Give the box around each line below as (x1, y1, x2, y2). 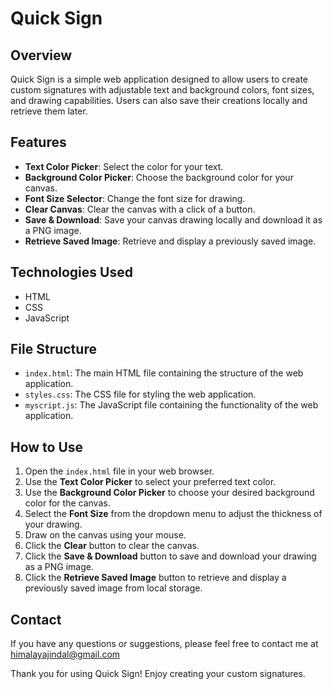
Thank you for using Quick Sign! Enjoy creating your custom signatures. (10, 668, 306, 680)
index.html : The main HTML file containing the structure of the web (24, 367, 304, 379)
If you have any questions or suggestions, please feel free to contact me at (10, 638, 319, 650)
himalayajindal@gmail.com (10, 648, 121, 661)
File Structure (10, 341, 97, 358)
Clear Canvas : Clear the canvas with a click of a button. (24, 203, 256, 215)
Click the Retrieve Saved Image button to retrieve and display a (24, 572, 287, 584)
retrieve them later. (10, 105, 88, 117)
